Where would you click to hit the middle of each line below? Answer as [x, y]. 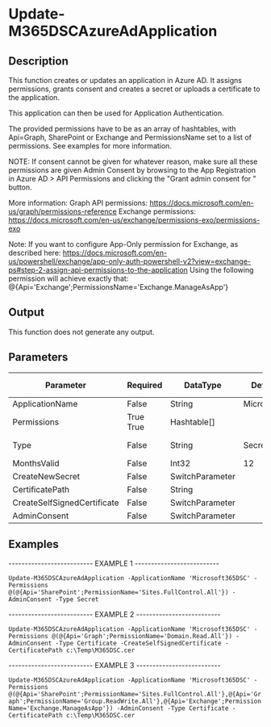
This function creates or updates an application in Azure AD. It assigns [125, 80]
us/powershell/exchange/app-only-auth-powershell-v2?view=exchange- [130, 261]
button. [20, 187]
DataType [203, 385]
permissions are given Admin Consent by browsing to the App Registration [132, 170]
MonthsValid [36, 463]
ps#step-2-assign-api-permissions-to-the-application [98, 270]
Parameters [38, 357]
